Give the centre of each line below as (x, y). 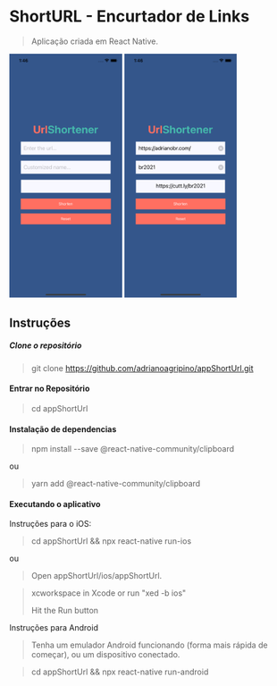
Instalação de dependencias (63, 429)
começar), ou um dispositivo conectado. (105, 655)
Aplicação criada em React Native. (95, 41)
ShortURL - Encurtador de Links (130, 17)
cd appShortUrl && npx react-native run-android (120, 672)
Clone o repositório (46, 345)
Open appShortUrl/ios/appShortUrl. (97, 576)
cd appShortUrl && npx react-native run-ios (111, 541)
